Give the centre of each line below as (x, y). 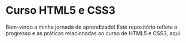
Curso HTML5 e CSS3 (61, 10)
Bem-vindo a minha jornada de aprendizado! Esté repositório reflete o (92, 27)
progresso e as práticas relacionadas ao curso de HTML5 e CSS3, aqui (93, 33)
